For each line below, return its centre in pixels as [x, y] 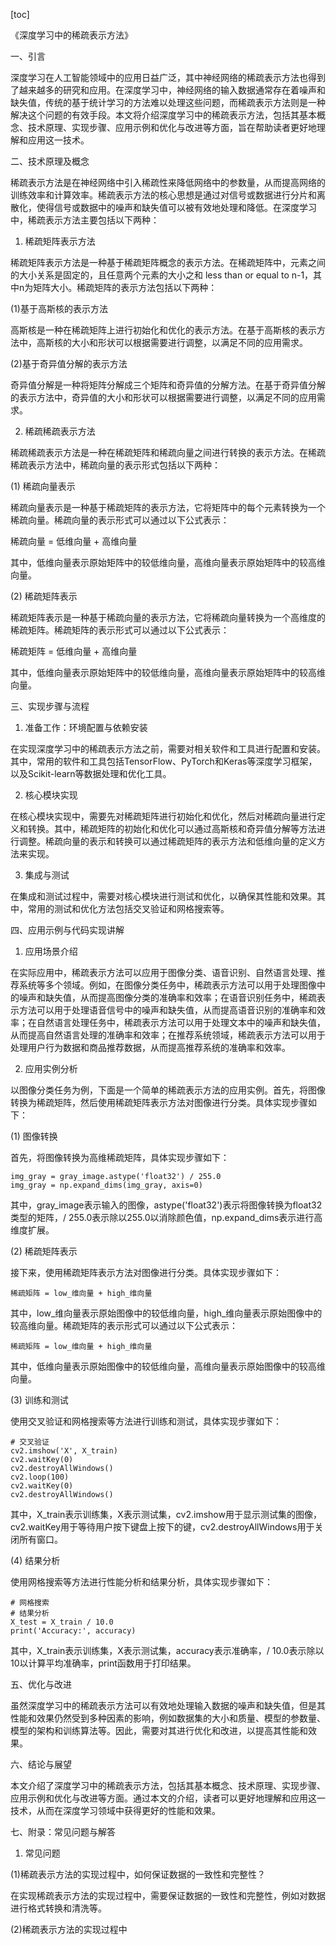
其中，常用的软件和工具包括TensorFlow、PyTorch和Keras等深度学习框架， [164, 761]
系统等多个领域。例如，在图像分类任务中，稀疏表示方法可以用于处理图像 [167, 985]
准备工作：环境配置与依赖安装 [86, 727]
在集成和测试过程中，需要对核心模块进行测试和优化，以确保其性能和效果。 [163, 896]
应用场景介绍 [51, 951]
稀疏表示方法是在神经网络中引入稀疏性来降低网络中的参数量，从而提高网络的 [168, 182]
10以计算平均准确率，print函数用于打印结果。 [103, 1663]
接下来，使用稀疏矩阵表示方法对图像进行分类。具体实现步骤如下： [146, 1272]
